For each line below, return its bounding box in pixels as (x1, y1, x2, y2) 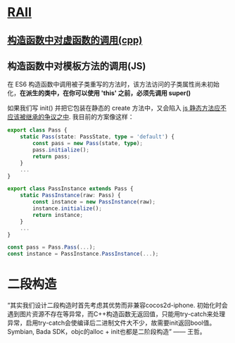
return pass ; (32, 153, 71, 160)
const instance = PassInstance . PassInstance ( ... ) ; (7, 251, 159, 258)
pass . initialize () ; (32, 146, 90, 154)
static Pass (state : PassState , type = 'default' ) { (20, 133, 174, 141)
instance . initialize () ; (32, 205, 102, 212)
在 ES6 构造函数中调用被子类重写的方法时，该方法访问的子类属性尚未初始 (7, 80, 220, 89)
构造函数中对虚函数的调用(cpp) (7, 34, 143, 46)
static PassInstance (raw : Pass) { (20, 192, 121, 199)
